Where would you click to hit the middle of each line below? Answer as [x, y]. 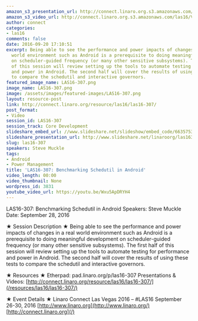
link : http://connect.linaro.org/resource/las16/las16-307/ [82, 104]
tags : [13, 153]
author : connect [26, 22]
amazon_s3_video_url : [33, 17]
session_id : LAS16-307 [34, 121]
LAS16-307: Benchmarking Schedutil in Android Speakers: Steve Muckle [94, 209]
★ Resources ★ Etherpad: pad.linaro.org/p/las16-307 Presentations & [91, 275]
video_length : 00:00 [32, 176]
